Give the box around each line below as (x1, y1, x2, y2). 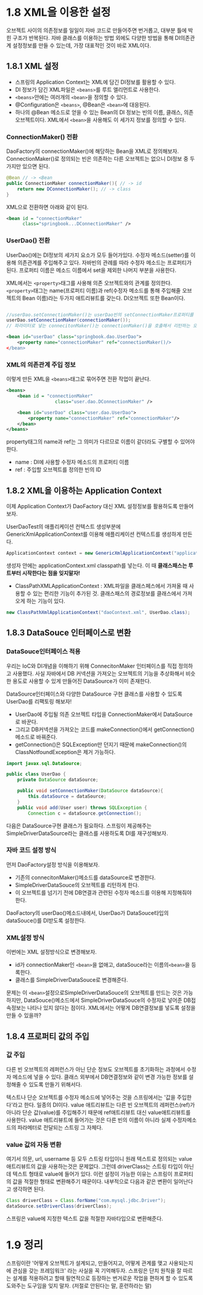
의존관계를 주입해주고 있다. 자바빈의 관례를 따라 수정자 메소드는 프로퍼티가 (17, 259, 192, 266)
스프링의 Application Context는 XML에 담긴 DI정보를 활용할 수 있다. (14, 78, 176, 85)
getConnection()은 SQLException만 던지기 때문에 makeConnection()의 (14, 741, 187, 748)
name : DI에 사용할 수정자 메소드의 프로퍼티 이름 (14, 459, 129, 466)
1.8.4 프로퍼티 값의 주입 (6, 1031, 89, 1041)
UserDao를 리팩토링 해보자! (6, 697, 72, 705)
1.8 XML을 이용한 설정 (6, 5, 111, 19)
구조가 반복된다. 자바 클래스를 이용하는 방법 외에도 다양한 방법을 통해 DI (12, 34, 181, 41)
